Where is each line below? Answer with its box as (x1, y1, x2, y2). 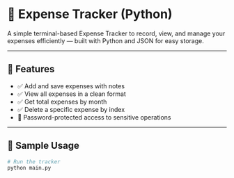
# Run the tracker (7, 158, 61, 165)
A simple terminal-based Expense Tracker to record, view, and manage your (7, 29, 226, 38)
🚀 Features (7, 63, 55, 75)
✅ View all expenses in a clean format (17, 90, 127, 98)
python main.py (7, 165, 52, 172)
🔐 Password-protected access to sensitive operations (17, 113, 171, 121)
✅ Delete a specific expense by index (17, 105, 125, 113)
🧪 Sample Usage (7, 140, 80, 152)
